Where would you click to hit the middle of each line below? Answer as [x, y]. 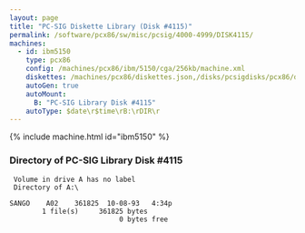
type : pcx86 [48, 60]
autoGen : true [52, 86]
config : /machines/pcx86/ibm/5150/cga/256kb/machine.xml [136, 69]
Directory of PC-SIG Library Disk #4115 [96, 160]
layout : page [34, 18]
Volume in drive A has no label [74, 179]
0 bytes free [144, 219]
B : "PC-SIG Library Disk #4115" [94, 102]
